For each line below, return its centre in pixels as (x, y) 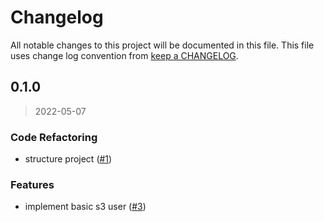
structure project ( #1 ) (68, 159)
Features (32, 184)
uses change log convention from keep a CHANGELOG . (124, 55)
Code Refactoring (54, 137)
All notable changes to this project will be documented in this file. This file (162, 45)
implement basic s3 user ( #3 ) (85, 207)
